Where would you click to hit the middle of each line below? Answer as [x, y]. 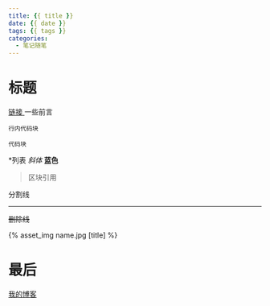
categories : [28, 38]
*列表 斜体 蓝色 [33, 160]
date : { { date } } [37, 23]
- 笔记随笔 [31, 46]
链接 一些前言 [31, 112]
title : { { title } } [41, 16]
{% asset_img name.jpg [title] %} [63, 235]
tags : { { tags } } [37, 31]
